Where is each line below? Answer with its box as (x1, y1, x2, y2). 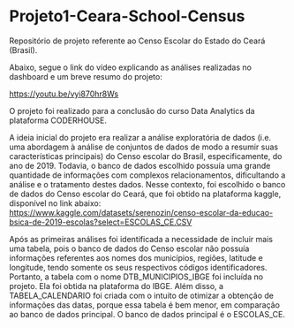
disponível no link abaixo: (9, 197, 102, 209)
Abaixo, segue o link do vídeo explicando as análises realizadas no (9, 62, 252, 72)
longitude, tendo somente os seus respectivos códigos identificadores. (9, 262, 268, 272)
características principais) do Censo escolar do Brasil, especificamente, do (9, 150, 283, 161)
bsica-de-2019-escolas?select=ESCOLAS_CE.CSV (9, 217, 192, 227)
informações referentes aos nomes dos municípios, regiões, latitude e (9, 252, 263, 263)
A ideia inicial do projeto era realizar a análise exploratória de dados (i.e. (9, 132, 272, 142)
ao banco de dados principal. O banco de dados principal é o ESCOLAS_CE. (9, 309, 285, 319)
